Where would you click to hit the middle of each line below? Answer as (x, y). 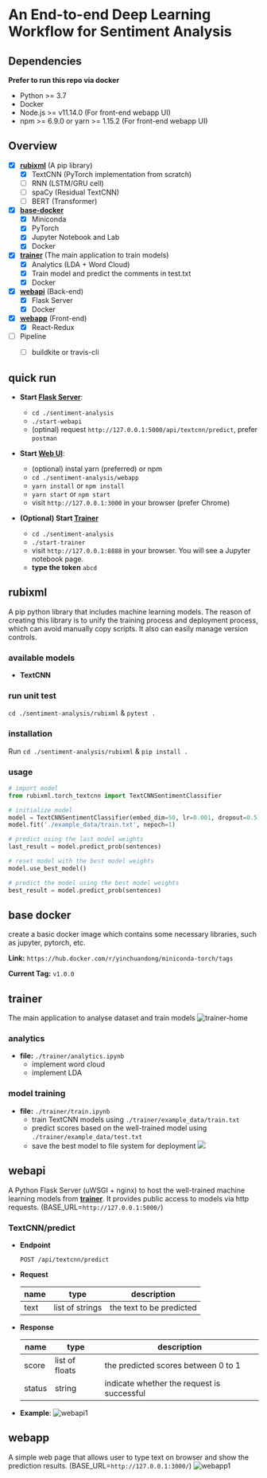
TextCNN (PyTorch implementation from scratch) (112, 174)
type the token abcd (64, 567)
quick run (33, 377)
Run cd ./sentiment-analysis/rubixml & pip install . (98, 751)
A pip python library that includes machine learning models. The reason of (130, 611)
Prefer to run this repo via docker (64, 80)
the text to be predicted (153, 1307)
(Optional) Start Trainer (59, 518)
